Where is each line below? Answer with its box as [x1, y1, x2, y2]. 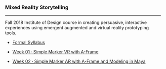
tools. [5, 30, 17, 36]
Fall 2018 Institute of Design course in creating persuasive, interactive [5, 20, 147, 25]
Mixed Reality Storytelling [5, 4, 69, 11]
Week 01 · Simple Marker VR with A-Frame [12, 49, 99, 55]
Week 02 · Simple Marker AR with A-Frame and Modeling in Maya [12, 58, 146, 65]
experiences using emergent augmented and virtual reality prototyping [5, 25, 149, 31]
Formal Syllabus [12, 40, 45, 46]
